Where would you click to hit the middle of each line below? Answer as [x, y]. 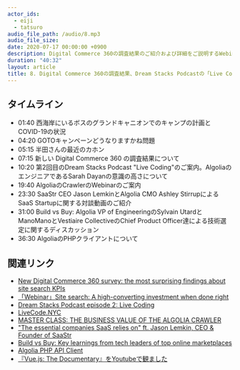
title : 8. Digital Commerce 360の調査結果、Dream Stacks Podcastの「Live [115, 73]
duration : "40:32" [35, 61]
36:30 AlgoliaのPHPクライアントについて [78, 239]
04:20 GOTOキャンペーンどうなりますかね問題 [86, 140]
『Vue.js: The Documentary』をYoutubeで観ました [92, 359]
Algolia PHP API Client [50, 351]
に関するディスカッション [61, 230]
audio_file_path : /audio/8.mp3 [54, 34]
